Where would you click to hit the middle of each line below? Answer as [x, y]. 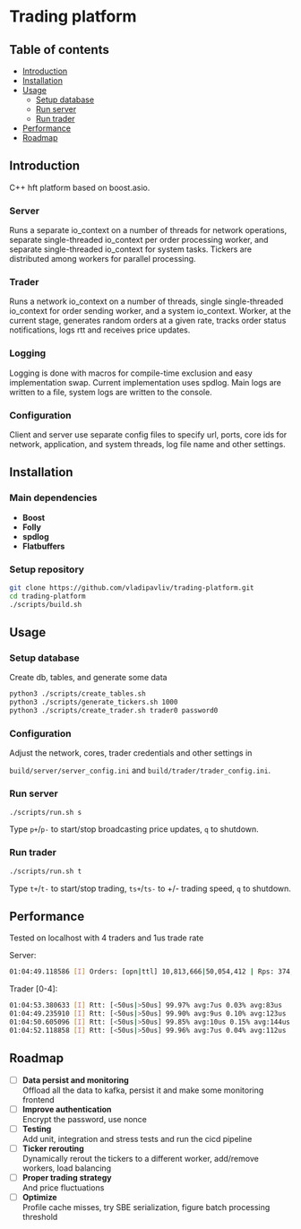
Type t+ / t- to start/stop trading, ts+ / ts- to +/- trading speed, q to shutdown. [150, 888]
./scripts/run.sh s [46, 812]
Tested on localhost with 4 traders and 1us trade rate [107, 938]
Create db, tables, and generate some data [88, 678]
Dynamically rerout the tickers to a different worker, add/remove [141, 1158]
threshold [40, 1216]
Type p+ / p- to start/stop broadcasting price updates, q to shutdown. [134, 829]
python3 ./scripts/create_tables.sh [77, 694]
